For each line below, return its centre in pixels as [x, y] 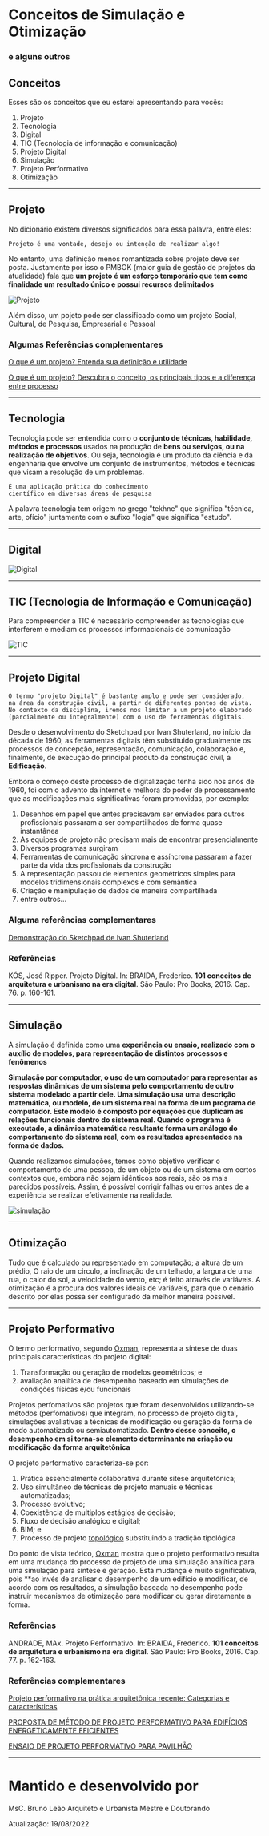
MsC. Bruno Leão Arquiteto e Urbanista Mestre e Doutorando [109, 1808]
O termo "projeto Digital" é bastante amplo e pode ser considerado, [127, 696]
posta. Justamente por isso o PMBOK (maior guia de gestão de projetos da [132, 267]
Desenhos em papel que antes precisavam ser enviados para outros [132, 814]
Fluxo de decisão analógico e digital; [80, 1521]
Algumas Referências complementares [86, 344]
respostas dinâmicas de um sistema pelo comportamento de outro [121, 1085]
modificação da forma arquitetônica [69, 1447]
